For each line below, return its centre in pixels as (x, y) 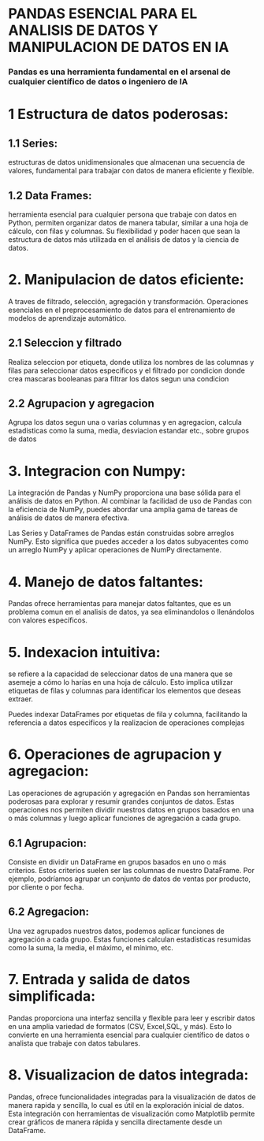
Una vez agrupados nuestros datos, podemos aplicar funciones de (116, 931)
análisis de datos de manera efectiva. (69, 518)
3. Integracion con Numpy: (97, 471)
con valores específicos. (48, 620)
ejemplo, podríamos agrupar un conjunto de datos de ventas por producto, (129, 879)
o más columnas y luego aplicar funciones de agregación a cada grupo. (125, 818)
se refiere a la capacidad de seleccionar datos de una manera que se (121, 674)
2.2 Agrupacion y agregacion (82, 404)
